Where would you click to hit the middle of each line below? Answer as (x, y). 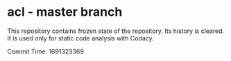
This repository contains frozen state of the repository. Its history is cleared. (115, 31)
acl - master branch (65, 12)
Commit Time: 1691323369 (46, 51)
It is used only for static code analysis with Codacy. (80, 38)
